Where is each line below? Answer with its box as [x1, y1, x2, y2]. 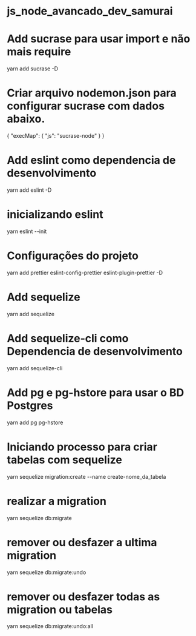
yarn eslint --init [7, 228, 47, 235]
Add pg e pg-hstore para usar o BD [7, 385, 185, 399]
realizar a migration [7, 494, 106, 508]
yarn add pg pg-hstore [7, 419, 64, 426]
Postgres [7, 399, 53, 412]
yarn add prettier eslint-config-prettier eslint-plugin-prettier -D [7, 269, 163, 276]
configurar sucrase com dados [7, 99, 165, 113]
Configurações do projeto [7, 249, 139, 263]
